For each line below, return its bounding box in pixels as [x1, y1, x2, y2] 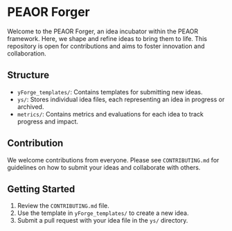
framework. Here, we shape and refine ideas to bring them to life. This [7, 34, 208, 42]
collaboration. [7, 49, 46, 58]
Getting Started [7, 183, 75, 195]
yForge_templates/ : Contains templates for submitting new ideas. [17, 87, 203, 96]
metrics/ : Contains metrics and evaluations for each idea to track [17, 110, 204, 118]
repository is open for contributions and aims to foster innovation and [7, 42, 205, 50]
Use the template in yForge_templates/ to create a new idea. [17, 209, 189, 217]
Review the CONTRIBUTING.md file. [17, 202, 109, 210]
